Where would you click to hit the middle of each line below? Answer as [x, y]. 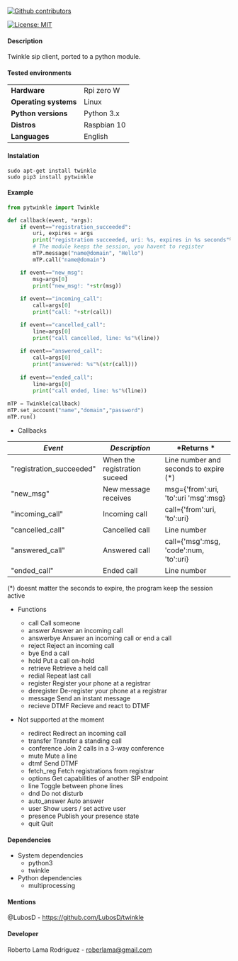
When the [119, 460]
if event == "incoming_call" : [61, 299]
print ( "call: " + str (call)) [73, 312]
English [96, 137]
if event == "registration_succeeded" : [76, 227]
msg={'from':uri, [192, 489]
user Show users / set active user [77, 809]
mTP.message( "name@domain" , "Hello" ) [88, 254]
